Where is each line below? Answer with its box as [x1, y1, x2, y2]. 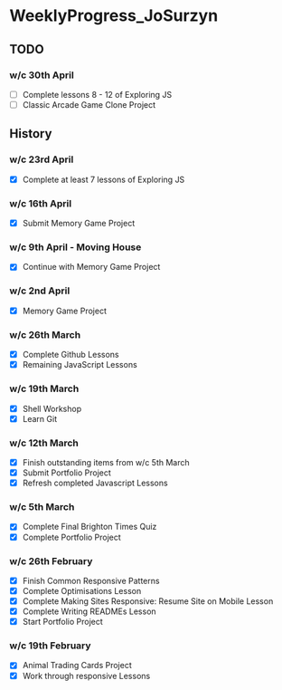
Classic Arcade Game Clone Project [22, 99, 156, 110]
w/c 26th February [9, 554, 93, 567]
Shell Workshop [22, 403, 82, 414]
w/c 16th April [9, 196, 72, 209]
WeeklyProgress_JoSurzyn [9, 5, 219, 26]
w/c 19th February [9, 639, 92, 652]
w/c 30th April [9, 69, 74, 81]
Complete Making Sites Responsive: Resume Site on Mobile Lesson [22, 596, 274, 607]
